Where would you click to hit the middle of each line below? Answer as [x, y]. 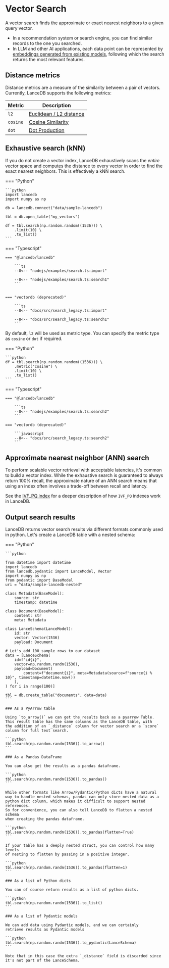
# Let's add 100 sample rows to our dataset [53, 651]
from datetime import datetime [38, 563]
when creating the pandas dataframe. [45, 819]
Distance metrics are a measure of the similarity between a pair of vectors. [83, 87]
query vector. [19, 28]
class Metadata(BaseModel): [35, 594]
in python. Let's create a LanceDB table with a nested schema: [70, 535]
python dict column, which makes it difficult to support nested [75, 801]
